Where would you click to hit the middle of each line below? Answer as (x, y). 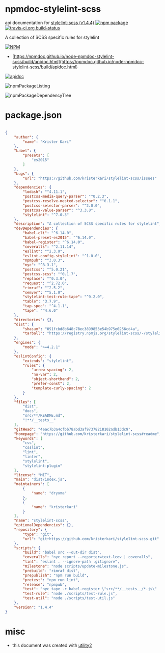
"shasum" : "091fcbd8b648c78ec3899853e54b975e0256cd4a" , (81, 329)
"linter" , (33, 457)
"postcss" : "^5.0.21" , (46, 270)
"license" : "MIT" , (33, 475)
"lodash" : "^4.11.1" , (45, 192)
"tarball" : (34, 333)
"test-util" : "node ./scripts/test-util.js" (69, 598)
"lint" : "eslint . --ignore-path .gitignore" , (71, 562)
